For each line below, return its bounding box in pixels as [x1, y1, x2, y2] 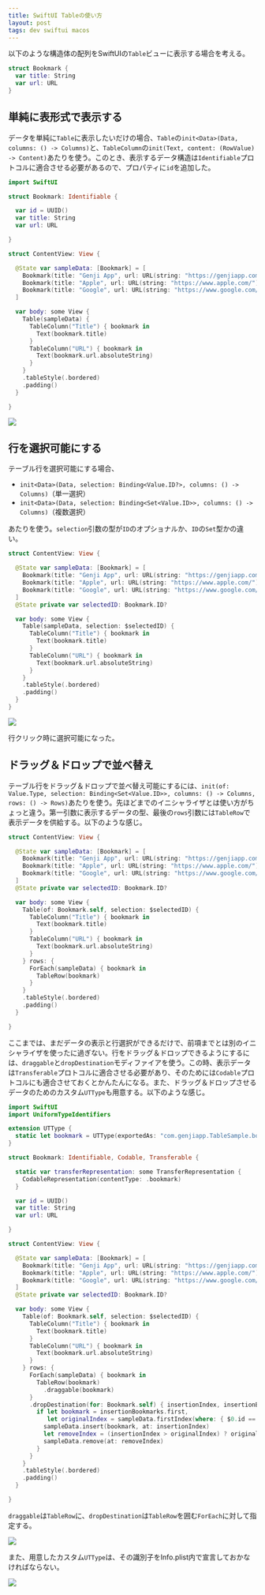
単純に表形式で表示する [8, 111, 122, 124]
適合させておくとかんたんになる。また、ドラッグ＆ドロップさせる [42, 1077, 257, 1086]
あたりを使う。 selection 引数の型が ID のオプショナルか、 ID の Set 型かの [8, 524, 237, 534]
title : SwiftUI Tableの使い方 [8, 11, 103, 20]
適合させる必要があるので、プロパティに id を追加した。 [35, 163, 215, 172]
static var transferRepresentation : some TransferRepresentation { [15, 1168, 242, 1176]
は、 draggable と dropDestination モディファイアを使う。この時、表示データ [8, 1057, 252, 1067]
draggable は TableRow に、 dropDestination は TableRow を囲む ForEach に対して [8, 1511, 250, 1520]
